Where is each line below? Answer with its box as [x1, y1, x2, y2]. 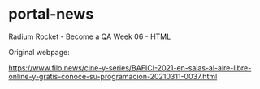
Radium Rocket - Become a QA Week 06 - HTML [8, 32, 171, 41]
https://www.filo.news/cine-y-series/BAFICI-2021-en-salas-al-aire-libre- [8, 62, 252, 73]
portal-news [8, 5, 94, 23]
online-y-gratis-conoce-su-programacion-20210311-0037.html [8, 71, 218, 81]
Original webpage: [8, 47, 71, 57]
